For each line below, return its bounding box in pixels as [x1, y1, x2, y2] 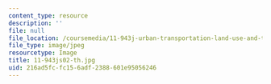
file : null [8, 26, 45, 34]
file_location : [8, 34, 60, 42]
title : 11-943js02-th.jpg [8, 57, 95, 65]
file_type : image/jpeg [8, 42, 85, 50]
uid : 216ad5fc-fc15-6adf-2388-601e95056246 [8, 64, 157, 72]
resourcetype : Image [8, 49, 78, 57]
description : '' [8, 19, 63, 27]
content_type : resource [8, 11, 89, 20]
